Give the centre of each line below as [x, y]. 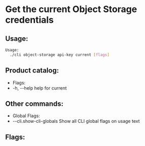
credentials [30, 20]
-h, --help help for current [40, 88]
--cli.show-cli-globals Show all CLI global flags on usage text [76, 121]
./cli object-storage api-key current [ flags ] [60, 55]
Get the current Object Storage [71, 9]
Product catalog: [32, 71]
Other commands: [34, 103]
